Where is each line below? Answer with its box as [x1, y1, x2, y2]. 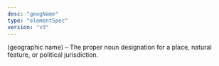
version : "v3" [7, 23, 50, 31]
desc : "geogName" [7, 10, 59, 18]
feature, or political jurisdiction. [7, 50, 99, 59]
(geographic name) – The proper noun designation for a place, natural [7, 43, 212, 52]
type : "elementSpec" [7, 17, 69, 24]
